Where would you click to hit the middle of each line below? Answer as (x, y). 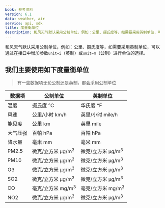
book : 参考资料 (19, 10)
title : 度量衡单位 (22, 28)
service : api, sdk (24, 23)
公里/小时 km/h (50, 115)
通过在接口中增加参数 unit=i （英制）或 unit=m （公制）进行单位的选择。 (76, 53)
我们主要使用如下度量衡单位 (47, 70)
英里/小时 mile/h (99, 115)
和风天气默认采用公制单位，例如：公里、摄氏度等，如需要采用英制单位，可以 (82, 47)
